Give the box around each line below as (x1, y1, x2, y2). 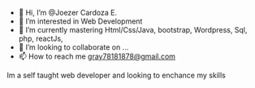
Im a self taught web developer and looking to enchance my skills (6, 70, 226, 80)
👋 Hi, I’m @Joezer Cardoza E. (18, 8, 118, 17)
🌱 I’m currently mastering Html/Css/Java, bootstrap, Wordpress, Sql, (18, 25, 248, 34)
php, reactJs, (18, 33, 63, 43)
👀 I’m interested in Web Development (18, 16, 143, 26)
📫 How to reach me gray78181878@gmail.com (18, 51, 175, 61)
